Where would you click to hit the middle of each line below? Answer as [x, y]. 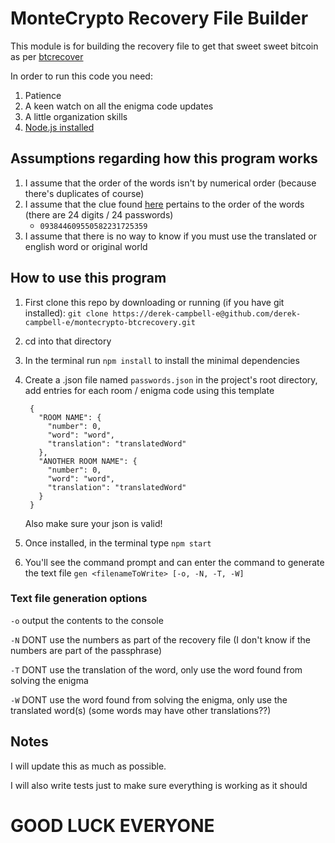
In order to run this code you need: [81, 76]
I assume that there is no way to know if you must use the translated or [170, 236]
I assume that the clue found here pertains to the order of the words [164, 204]
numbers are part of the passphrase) [86, 650]
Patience [43, 95]
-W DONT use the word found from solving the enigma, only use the [149, 699]
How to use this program [88, 278]
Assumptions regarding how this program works [164, 158]
